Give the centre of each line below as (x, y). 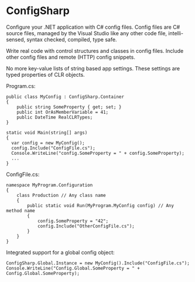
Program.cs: (21, 86)
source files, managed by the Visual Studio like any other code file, (87, 33)
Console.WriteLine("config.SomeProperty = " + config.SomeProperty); (98, 153)
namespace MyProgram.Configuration (49, 185)
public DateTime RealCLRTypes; (55, 117)
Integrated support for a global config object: (61, 252)
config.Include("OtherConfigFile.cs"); (86, 226)
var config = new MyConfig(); (48, 143)
